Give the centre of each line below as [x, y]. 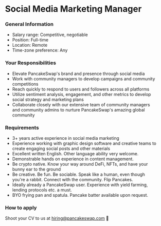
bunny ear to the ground [36, 169]
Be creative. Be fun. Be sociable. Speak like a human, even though [78, 174]
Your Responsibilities [31, 63]
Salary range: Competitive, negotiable [50, 35]
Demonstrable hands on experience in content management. [73, 159]
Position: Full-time [30, 40]
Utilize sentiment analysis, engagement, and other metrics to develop [81, 94]
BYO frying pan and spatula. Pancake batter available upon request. [80, 195]
